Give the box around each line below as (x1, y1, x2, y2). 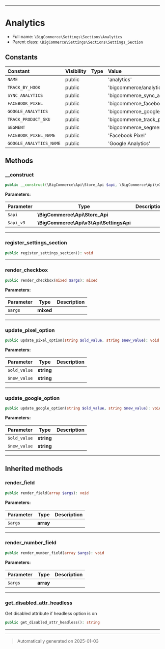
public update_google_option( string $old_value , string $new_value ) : (5, 406, 151, 411)
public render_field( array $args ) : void (5, 490, 89, 496)
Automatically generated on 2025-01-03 (17, 638, 99, 644)
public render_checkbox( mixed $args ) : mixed (5, 278, 98, 283)
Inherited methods (5, 465, 63, 473)
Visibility (65, 67, 87, 74)
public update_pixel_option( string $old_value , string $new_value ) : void (5, 338, 160, 343)
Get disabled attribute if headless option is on (5, 611, 97, 617)
